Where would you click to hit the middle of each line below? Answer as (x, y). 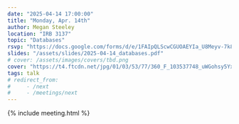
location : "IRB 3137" (39, 34)
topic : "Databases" (36, 40)
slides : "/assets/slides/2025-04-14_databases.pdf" (85, 54)
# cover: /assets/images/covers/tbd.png (68, 60)
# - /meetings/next (43, 93)
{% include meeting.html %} (49, 113)
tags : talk (23, 73)
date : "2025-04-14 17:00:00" (51, 14)
